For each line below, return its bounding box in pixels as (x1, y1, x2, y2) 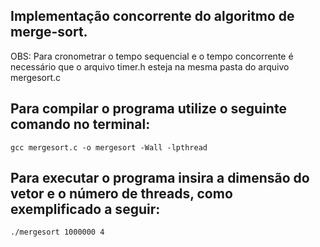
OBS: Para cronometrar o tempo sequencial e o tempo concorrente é (10, 50, 294, 62)
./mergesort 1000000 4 (10, 227, 105, 238)
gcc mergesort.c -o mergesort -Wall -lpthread (10, 142, 208, 153)
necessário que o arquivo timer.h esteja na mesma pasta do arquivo (10, 60, 290, 73)
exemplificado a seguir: (10, 201, 161, 218)
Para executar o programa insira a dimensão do (10, 170, 310, 187)
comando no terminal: (10, 116, 151, 133)
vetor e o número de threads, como (10, 185, 233, 203)
